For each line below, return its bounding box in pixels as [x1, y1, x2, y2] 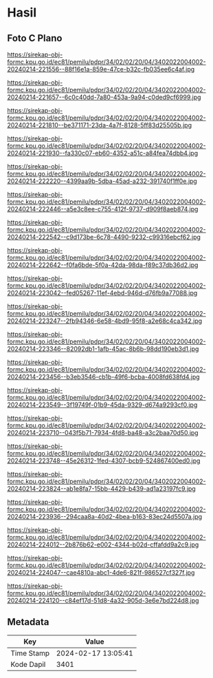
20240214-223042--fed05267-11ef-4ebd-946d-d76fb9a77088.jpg [7, 289, 198, 297]
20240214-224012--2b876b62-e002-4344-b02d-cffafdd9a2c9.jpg [7, 540, 199, 549]
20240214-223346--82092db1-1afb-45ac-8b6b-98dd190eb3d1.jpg [7, 345, 199, 352]
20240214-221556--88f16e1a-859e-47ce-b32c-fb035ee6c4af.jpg [7, 65, 195, 73]
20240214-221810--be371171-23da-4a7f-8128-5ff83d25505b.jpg [7, 121, 192, 129]
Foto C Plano [7, 32, 63, 44]
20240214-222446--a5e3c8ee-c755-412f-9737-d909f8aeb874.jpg [7, 205, 199, 213]
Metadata [7, 616, 49, 628]
